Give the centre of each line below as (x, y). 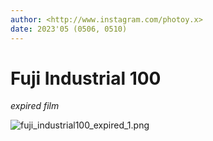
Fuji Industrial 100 (86, 78)
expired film (35, 106)
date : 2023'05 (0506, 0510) (69, 29)
